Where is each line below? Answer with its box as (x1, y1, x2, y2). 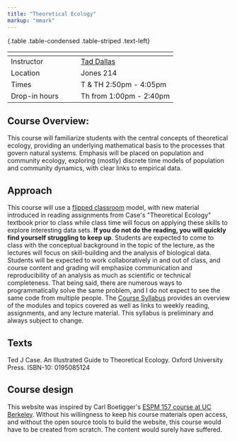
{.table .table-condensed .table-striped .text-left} (7, 36, 151, 45)
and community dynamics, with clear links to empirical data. (7, 164, 183, 172)
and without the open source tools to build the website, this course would (7, 418, 221, 426)
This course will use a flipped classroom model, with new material (7, 203, 200, 212)
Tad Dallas (81, 56, 116, 66)
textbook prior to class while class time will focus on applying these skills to (7, 218, 228, 227)
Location (11, 68, 40, 78)
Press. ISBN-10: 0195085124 (7, 363, 91, 372)
